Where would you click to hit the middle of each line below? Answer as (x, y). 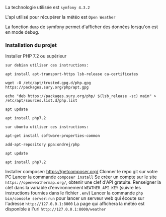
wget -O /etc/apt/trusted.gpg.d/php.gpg (48, 83)
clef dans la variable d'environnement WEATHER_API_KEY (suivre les (73, 188)
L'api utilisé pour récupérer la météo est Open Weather (60, 17)
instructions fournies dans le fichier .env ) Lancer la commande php (74, 193)
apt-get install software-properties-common (53, 136)
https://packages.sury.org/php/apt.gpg (47, 88)
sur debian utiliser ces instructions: (47, 65)
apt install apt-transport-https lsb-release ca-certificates (72, 74)
